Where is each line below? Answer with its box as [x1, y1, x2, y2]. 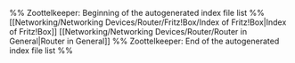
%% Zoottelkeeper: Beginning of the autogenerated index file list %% [9, 8, 266, 18]
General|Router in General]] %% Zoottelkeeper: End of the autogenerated [9, 35, 280, 46]
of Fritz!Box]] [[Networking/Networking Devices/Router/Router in [9, 27, 248, 36]
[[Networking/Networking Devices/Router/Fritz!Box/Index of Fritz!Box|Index [9, 17, 287, 28]
